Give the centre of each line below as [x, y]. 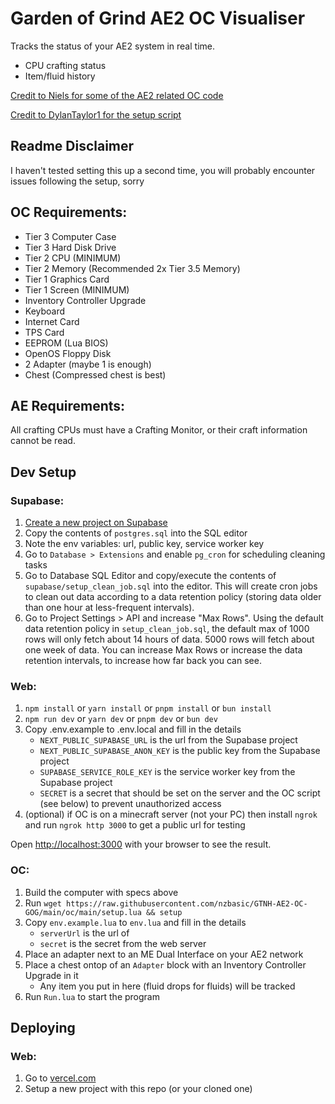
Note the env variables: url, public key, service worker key [144, 544]
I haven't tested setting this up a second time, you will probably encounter [163, 170]
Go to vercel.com [60, 1078]
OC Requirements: [69, 212]
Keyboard [45, 311]
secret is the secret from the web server [123, 943]
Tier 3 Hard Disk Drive [70, 247]
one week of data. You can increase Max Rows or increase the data [163, 650]
